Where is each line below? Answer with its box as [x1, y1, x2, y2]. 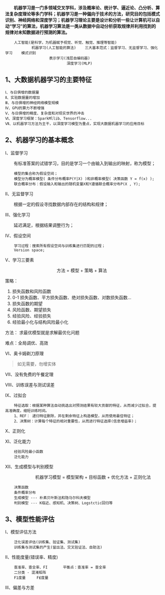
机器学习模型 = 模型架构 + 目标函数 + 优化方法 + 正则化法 [35, 474, 151, 480]
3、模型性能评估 [5, 515, 55, 524]
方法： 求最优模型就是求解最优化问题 [5, 329, 80, 335]
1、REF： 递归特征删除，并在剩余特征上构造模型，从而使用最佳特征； [14, 413, 135, 418]
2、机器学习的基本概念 [5, 136, 74, 144]
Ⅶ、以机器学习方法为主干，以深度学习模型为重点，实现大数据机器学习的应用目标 [5, 121, 145, 126]
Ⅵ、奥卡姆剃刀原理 [5, 350, 44, 356]
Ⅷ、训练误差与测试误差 [5, 381, 55, 388]
